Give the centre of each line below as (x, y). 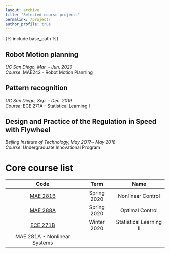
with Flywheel (28, 130)
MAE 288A (42, 210)
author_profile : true (28, 24)
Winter (97, 222)
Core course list (39, 168)
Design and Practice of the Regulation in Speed (81, 122)
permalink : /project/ (28, 19)
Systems (42, 243)
